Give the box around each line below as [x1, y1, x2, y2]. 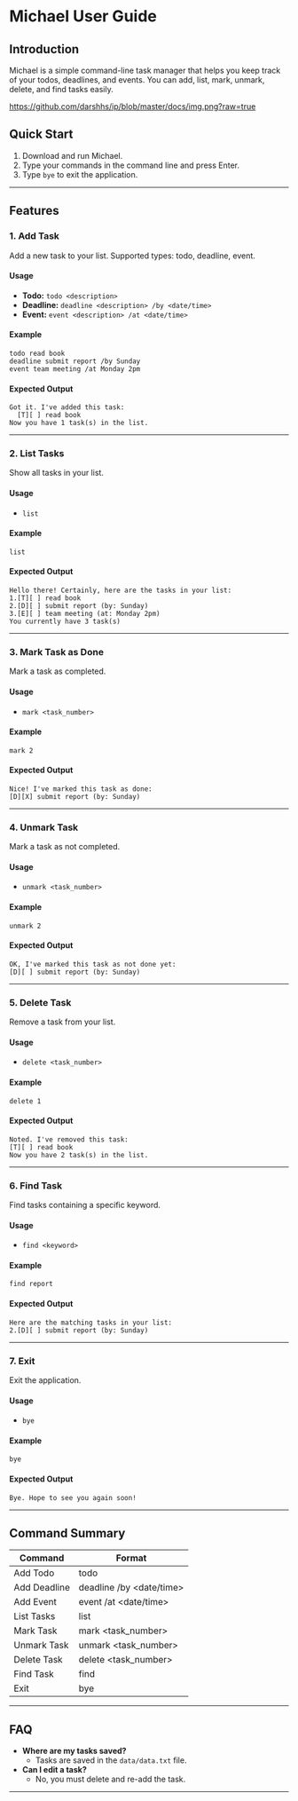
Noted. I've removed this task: [9, 1134, 129, 1144]
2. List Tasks [9, 447, 65, 460]
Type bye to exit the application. [21, 169, 138, 179]
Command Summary [9, 1525, 126, 1541]
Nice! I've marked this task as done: [9, 784, 153, 794]
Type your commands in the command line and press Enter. [21, 160, 240, 170]
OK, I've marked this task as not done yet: [9, 960, 176, 968]
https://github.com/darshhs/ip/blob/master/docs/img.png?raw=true [9, 101, 256, 112]
